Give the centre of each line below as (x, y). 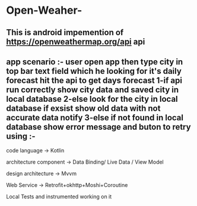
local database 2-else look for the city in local (92, 99)
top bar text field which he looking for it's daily (94, 71)
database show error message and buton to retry (99, 127)
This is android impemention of (65, 32)
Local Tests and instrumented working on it (59, 196)
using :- (21, 136)
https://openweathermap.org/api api (76, 41)
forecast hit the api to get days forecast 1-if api (94, 80)
